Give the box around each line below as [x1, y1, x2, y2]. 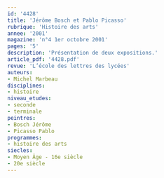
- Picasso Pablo [7, 128, 55, 135]
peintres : [7, 114, 36, 121]
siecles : [7, 147, 33, 154]
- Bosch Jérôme [7, 121, 52, 128]
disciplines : [7, 82, 46, 89]
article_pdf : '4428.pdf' [7, 56, 80, 63]
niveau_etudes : [7, 95, 52, 102]
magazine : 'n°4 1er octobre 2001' [7, 36, 109, 43]
